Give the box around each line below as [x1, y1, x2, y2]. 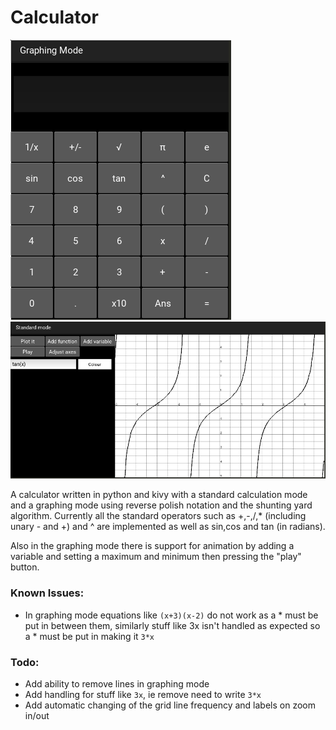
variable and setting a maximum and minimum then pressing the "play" [10, 551, 302, 563]
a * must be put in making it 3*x [24, 630, 155, 642]
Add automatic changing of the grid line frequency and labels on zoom [24, 699, 316, 711]
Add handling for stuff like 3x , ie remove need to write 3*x [24, 688, 262, 700]
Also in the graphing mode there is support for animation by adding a [10, 540, 295, 552]
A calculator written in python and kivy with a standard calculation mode [10, 489, 308, 501]
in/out [24, 709, 50, 721]
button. [10, 561, 40, 573]
